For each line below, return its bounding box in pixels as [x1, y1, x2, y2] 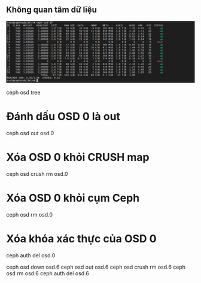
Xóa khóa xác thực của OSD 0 [6, 232, 157, 246]
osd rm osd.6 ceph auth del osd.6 [6, 269, 90, 277]
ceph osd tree [6, 89, 41, 96]
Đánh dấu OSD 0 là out [6, 110, 121, 123]
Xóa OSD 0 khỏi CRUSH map [6, 151, 150, 164]
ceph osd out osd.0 [6, 130, 54, 137]
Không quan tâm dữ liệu [6, 5, 98, 15]
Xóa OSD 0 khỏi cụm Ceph [6, 191, 140, 205]
